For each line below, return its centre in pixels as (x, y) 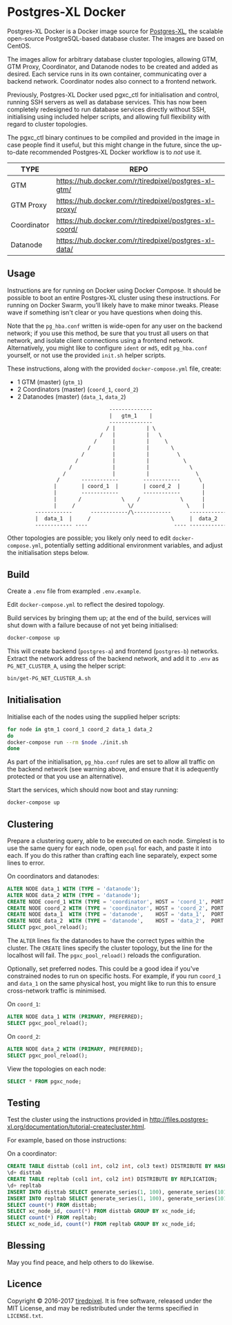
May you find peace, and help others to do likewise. (80, 1262)
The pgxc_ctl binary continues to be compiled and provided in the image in (113, 137)
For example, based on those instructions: (67, 1140)
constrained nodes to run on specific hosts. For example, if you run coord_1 (114, 976)
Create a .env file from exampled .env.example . (74, 591)
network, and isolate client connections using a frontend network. (101, 340)
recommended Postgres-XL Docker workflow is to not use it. (116, 152)
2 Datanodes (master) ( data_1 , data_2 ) (71, 396)
